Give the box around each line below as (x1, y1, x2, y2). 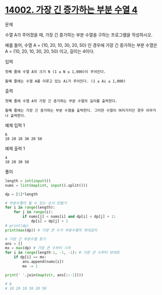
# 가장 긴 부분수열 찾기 (5, 236, 46, 241)
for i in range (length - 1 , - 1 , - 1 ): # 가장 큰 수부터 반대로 (5, 250, 120, 255)
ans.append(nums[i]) (22, 259, 64, 264)
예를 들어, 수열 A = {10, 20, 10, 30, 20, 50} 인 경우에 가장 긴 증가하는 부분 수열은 (5, 42, 158, 48)
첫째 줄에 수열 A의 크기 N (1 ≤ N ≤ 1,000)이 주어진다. (5, 69, 106, 74)
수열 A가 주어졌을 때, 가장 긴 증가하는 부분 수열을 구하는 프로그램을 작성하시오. (5, 32, 153, 38)
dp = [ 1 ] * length (5, 192, 38, 197)
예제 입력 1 (5, 122, 25, 128)
